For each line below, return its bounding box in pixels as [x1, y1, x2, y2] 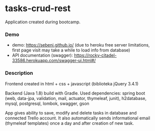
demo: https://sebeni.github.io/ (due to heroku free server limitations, [12, 42, 150, 48]
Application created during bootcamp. [5, 19, 81, 25]
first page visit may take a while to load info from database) [12, 47, 130, 53]
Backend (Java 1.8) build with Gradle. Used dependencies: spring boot [5, 90, 145, 96]
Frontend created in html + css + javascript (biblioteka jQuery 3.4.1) [5, 81, 139, 86]
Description [5, 70, 33, 77]
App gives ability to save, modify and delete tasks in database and [5, 110, 137, 115]
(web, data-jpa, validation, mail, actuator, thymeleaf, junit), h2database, [5, 95, 147, 101]
